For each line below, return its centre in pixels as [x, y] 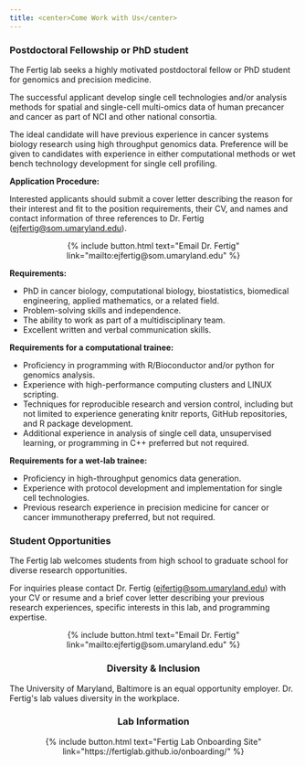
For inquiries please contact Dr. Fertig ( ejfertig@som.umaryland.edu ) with [147, 588]
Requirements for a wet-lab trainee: [79, 460]
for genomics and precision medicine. [81, 80]
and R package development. [78, 423]
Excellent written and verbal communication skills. [117, 329]
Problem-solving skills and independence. [102, 310]
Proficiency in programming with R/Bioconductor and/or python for [148, 365]
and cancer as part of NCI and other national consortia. [113, 116]
